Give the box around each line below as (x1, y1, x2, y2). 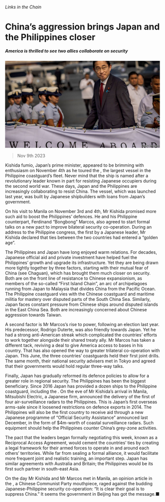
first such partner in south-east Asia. (5, 466, 80, 472)
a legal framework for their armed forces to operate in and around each (5, 445, 149, 451)
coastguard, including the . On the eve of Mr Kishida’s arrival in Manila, (5, 388, 148, 394)
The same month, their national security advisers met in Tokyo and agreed (5, 358, 156, 364)
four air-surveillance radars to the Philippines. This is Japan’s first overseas (5, 399, 157, 405)
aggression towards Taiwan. (5, 312, 62, 318)
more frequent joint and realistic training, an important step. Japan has (5, 455, 148, 462)
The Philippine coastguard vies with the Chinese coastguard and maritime (5, 291, 155, 297)
